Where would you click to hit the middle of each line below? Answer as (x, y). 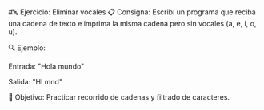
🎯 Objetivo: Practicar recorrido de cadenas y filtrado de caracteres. (119, 97)
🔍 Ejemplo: (27, 48)
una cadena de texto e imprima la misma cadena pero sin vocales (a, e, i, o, (132, 24)
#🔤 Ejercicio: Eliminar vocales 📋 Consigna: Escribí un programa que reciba (132, 12)
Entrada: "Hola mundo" (46, 66)
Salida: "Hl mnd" (35, 82)
